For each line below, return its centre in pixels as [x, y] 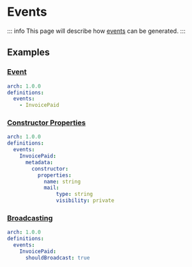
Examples [28, 52]
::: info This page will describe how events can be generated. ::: [96, 31]
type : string [74, 194]
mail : [51, 188]
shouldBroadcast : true [57, 257]
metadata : [39, 162]
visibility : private [85, 201]
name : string [62, 181]
